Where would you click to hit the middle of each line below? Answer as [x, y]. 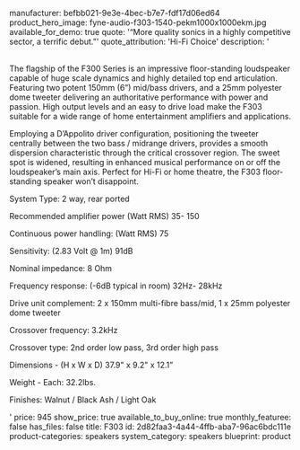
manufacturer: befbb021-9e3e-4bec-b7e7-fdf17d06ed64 [115, 13]
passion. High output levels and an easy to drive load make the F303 [136, 106]
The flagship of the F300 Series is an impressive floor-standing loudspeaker [150, 68]
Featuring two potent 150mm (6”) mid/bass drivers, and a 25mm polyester [146, 88]
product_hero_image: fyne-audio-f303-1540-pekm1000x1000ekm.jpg [138, 22]
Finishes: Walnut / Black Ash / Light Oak [83, 400]
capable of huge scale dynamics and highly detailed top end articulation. [143, 78]
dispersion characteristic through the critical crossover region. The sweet [145, 153]
